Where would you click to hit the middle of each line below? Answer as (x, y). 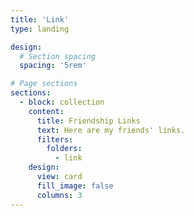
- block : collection (62, 102)
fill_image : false (75, 186)
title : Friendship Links (88, 121)
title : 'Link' (40, 19)
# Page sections (44, 84)
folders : (64, 149)
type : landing (40, 29)
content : (46, 111)
